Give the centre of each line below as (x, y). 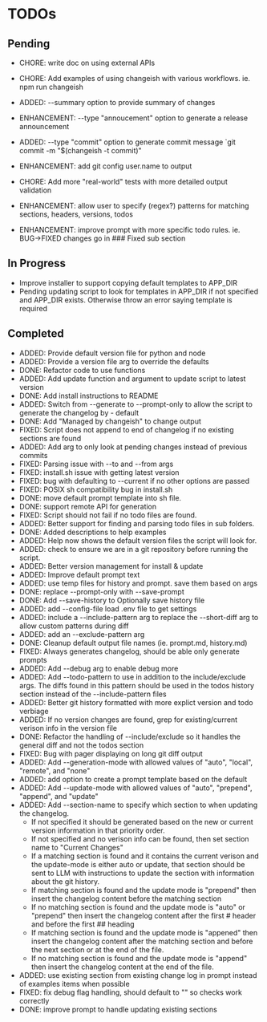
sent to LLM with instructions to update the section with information (143, 873)
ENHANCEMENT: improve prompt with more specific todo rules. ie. (129, 230)
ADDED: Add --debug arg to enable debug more (99, 668)
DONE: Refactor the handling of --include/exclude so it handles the (130, 736)
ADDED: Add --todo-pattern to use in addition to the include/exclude (132, 677)
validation (35, 190)
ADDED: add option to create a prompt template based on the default (133, 779)
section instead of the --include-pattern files (93, 694)
